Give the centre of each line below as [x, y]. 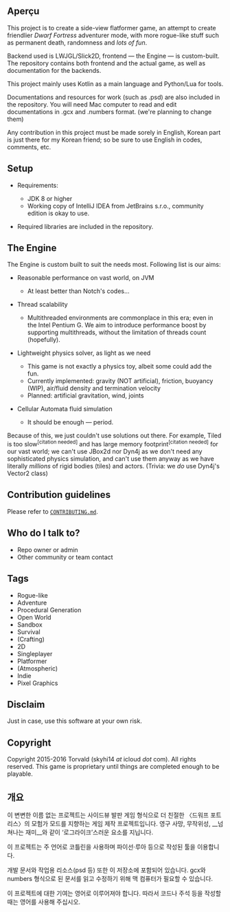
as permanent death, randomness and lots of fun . [77, 42]
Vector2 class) [27, 473]
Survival [28, 631]
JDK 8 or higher [50, 198]
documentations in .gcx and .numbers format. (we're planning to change [110, 111]
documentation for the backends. [54, 70]
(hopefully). [44, 340]
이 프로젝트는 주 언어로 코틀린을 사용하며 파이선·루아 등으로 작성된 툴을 [101, 847]
